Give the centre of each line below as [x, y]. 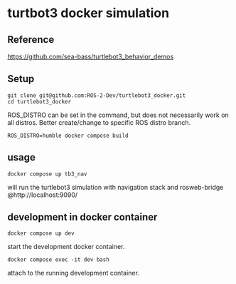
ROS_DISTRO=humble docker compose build [68, 136]
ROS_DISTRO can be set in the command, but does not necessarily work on [118, 115]
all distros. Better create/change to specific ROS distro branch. [99, 122]
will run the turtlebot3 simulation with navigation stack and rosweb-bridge [116, 187]
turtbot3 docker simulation [88, 13]
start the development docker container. [66, 247]
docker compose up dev [41, 233]
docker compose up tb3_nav [47, 174]
